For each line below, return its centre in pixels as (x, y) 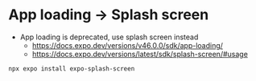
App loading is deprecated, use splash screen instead (109, 37)
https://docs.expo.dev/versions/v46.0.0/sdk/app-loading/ (128, 45)
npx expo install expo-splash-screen (72, 69)
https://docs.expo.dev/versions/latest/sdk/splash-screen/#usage (140, 54)
